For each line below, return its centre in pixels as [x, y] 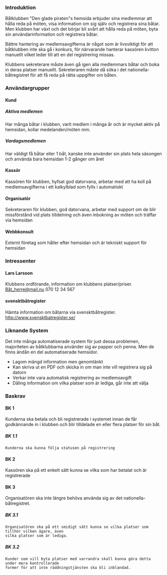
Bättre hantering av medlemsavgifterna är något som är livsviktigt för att [79, 44]
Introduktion [20, 8]
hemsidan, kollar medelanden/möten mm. [48, 129]
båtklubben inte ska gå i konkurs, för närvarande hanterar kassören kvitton [82, 50]
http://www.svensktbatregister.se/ [40, 317]
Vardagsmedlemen [25, 141]
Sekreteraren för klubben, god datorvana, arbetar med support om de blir [81, 210]
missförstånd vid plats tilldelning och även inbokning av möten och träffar [81, 215]
